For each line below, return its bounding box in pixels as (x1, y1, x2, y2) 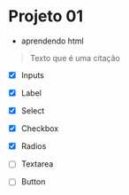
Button (20, 176, 46, 187)
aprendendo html (20, 35, 85, 46)
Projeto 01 (8, 6, 84, 27)
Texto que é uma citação (29, 52, 120, 63)
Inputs (20, 69, 45, 81)
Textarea (20, 159, 54, 169)
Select (20, 105, 45, 116)
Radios (20, 141, 47, 152)
